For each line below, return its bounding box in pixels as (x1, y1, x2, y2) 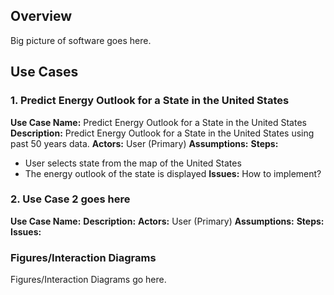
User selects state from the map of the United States (24, 157, 242, 169)
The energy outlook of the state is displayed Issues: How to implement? (24, 167, 322, 179)
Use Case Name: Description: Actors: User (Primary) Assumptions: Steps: (10, 215, 325, 227)
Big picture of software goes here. (10, 34, 152, 46)
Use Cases (10, 64, 79, 81)
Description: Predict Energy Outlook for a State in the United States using (10, 127, 315, 139)
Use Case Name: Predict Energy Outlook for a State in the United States (10, 116, 307, 128)
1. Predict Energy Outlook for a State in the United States (10, 94, 290, 108)
